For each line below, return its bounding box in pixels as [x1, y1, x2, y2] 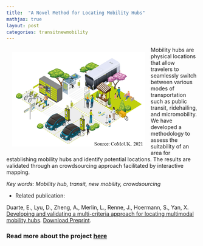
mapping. [6, 168, 30, 176]
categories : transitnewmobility [6, 29, 88, 35]
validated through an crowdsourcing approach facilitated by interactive [6, 162, 184, 170]
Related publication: [15, 192, 66, 199]
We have [151, 117, 173, 124]
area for [151, 149, 171, 157]
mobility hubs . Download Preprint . [6, 217, 92, 224]
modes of [151, 85, 175, 92]
